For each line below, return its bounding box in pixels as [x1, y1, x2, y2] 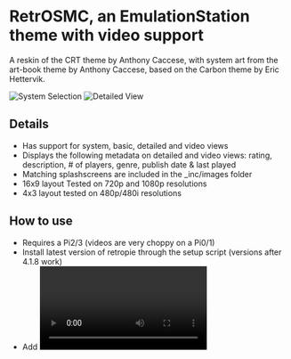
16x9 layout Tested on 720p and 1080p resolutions [21, 178, 207, 189]
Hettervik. [9, 73, 46, 84]
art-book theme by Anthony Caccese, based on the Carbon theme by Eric [9, 64, 280, 75]
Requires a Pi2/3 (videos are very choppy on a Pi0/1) [21, 237, 215, 248]
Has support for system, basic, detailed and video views [21, 140, 229, 151]
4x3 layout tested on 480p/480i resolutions [21, 187, 182, 198]
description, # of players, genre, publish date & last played [21, 159, 237, 170]
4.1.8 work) [21, 256, 63, 266]
